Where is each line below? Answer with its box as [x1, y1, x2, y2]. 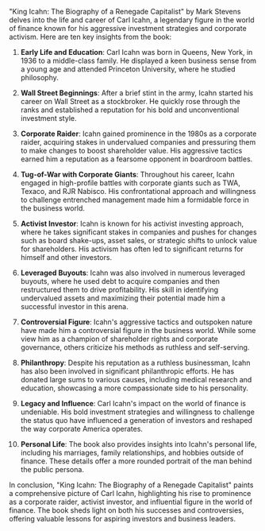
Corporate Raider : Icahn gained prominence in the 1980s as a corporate [20, 129, 257, 138]
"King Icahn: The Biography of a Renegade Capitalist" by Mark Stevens [9, 7, 241, 16]
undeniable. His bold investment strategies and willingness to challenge [20, 407, 255, 417]
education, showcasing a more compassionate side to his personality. [20, 383, 249, 393]
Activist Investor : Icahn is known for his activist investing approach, [20, 219, 244, 228]
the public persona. [20, 465, 84, 474]
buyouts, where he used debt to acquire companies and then [20, 277, 221, 285]
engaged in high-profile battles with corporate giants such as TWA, [20, 178, 241, 188]
